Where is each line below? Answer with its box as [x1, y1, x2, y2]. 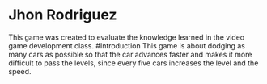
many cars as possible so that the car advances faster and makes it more [8, 49, 252, 59]
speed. [8, 66, 32, 76]
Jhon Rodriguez [8, 6, 117, 24]
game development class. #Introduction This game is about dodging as [8, 40, 245, 50]
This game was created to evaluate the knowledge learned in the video [8, 32, 245, 42]
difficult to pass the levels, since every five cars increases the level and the [8, 58, 259, 68]
